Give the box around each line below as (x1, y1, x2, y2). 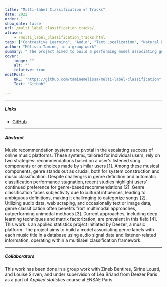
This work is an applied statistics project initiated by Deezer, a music (5, 221, 146, 227)
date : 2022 (5, 12, 28, 17)
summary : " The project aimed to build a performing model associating (5, 49, 157, 54)
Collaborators (5, 253, 35, 259)
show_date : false (5, 21, 41, 26)
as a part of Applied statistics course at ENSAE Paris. (5, 276, 114, 282)
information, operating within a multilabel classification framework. (5, 237, 142, 243)
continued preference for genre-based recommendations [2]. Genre (5, 184, 145, 190)
